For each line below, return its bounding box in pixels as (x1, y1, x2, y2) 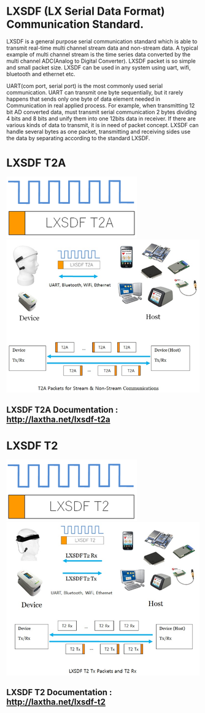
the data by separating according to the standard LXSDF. (6, 134, 150, 142)
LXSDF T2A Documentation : (6, 405, 118, 415)
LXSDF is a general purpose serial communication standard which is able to (6, 37, 198, 45)
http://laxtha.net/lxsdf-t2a (6, 415, 110, 425)
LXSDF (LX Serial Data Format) (6, 4, 165, 18)
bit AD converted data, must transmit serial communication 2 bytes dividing (6, 108, 197, 115)
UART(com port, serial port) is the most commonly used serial (6, 82, 163, 90)
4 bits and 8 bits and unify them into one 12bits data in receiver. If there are (6, 115, 196, 122)
